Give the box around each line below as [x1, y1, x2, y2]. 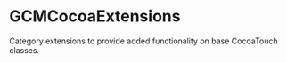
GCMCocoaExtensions [9, 6, 181, 27]
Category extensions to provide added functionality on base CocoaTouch [9, 35, 278, 46]
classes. [9, 44, 40, 55]
